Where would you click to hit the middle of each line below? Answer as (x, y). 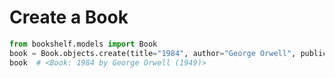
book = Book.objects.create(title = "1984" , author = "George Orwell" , (153, 53)
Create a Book (69, 17)
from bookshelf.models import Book (83, 44)
